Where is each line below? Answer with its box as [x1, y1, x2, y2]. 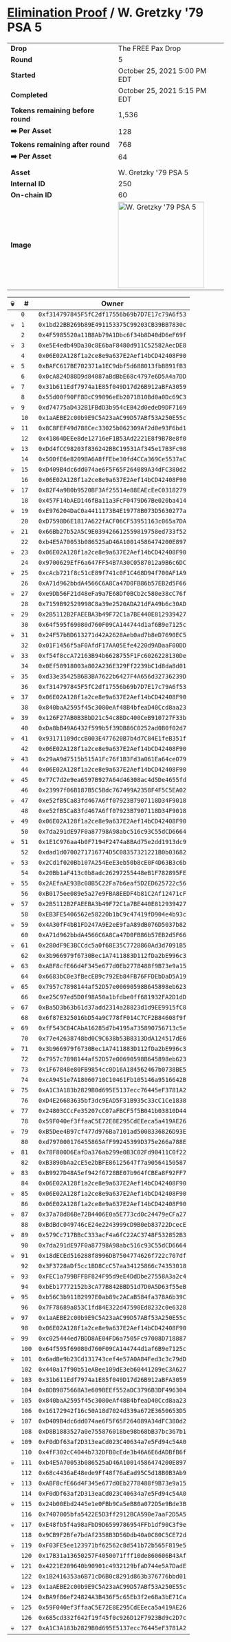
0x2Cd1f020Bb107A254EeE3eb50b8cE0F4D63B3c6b [38, 859, 187, 866]
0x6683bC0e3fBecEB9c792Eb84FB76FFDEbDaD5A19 [38, 972, 187, 980]
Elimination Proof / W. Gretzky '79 [7, 5, 204, 21]
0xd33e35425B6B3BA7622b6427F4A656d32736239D [38, 672, 187, 680]
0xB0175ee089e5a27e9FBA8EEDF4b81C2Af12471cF [38, 890, 187, 897]
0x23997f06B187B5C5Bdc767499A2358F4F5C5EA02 [38, 786, 187, 794]
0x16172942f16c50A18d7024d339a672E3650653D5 [38, 1407, 187, 1414]
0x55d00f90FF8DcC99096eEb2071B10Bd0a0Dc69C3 [38, 393, 187, 401]
